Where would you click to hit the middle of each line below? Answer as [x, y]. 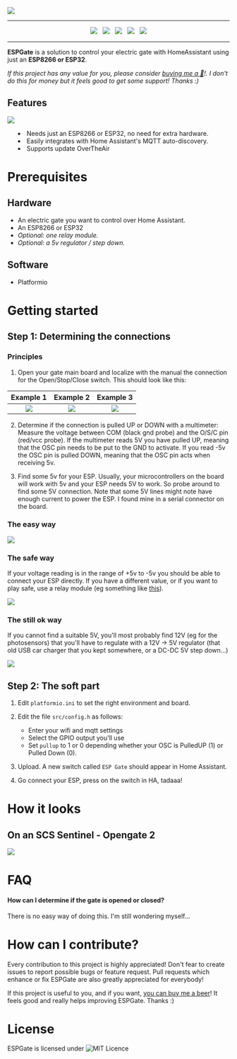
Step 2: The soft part [54, 686]
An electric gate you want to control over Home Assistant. [101, 220]
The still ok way [35, 620]
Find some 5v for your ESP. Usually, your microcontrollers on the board [121, 476]
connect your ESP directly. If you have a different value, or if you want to [113, 581]
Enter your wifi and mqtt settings [75, 731]
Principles [25, 357]
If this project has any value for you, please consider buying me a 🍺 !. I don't [117, 73]
